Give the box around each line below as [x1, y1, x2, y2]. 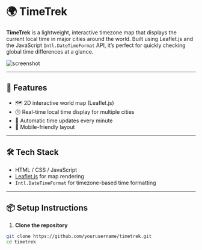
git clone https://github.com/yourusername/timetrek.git [6, 233, 152, 240]
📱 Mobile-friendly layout [14, 123, 75, 130]
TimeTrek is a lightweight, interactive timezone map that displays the [6, 28, 177, 36]
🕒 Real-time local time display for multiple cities [14, 108, 135, 115]
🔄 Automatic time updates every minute [14, 117, 113, 124]
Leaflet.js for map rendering [14, 172, 84, 180]
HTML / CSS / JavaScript [14, 166, 78, 173]
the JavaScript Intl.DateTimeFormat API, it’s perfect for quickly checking [6, 42, 186, 49]
